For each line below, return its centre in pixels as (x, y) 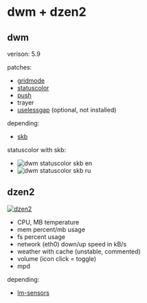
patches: (20, 67)
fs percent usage (41, 237)
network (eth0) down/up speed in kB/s (72, 244)
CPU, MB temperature (48, 222)
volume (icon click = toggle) (57, 258)
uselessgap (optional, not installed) (67, 110)
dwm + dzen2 (47, 12)
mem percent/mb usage (51, 229)
